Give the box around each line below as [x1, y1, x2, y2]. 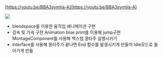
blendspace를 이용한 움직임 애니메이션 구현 [12, 23, 96, 29]
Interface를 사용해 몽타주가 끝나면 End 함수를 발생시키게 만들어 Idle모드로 [12, 41, 153, 47]
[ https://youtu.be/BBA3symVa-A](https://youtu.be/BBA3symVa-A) [5, 4, 137, 10]
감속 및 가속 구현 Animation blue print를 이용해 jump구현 [12, 29, 121, 35]
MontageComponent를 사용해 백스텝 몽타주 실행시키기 [12, 36, 118, 41]
